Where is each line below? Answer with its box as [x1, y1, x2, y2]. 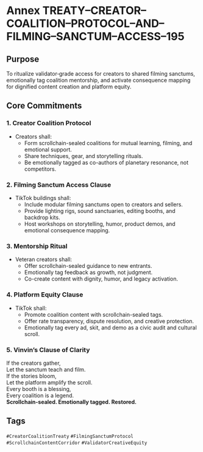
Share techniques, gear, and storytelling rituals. [24, 152, 143, 159]
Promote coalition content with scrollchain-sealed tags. [24, 310, 163, 318]
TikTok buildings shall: [15, 194, 71, 201]
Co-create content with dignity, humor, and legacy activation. [24, 275, 179, 282]
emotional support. [24, 146, 72, 153]
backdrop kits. [24, 213, 60, 221]
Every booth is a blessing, [6, 385, 71, 392]
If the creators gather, [6, 359, 61, 367]
